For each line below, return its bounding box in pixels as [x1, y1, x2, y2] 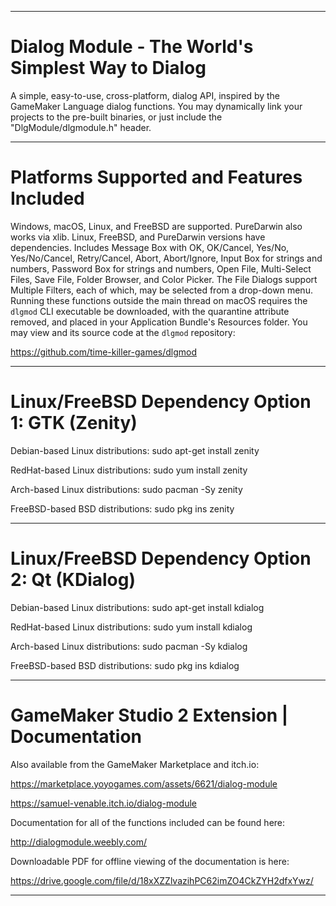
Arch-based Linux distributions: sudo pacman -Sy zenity [10, 483, 243, 495]
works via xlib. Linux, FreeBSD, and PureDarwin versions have [10, 231, 266, 243]
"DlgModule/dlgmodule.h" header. [10, 121, 152, 133]
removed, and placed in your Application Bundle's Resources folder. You [10, 316, 308, 328]
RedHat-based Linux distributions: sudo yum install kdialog [10, 621, 253, 633]
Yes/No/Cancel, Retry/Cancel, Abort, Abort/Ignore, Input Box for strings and [10, 252, 323, 264]
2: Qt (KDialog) [10, 569, 137, 591]
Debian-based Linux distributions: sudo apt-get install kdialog [10, 601, 265, 613]
